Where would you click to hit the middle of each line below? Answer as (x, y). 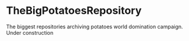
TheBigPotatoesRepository (74, 11)
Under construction (30, 32)
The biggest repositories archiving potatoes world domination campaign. (94, 27)
